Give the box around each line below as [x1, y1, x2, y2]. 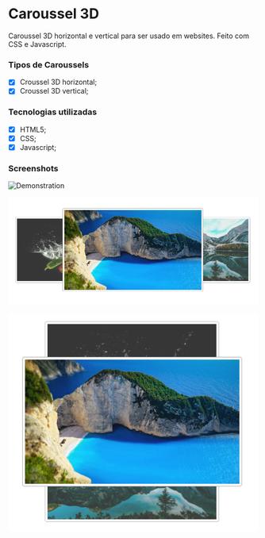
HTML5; [19, 125, 47, 134]
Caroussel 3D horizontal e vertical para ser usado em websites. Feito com [8, 31, 250, 40]
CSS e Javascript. [8, 39, 67, 48]
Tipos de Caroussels [8, 59, 90, 70]
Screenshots [8, 163, 59, 174]
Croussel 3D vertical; [19, 86, 89, 96]
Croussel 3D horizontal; [19, 77, 98, 87]
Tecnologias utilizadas [8, 106, 98, 117]
